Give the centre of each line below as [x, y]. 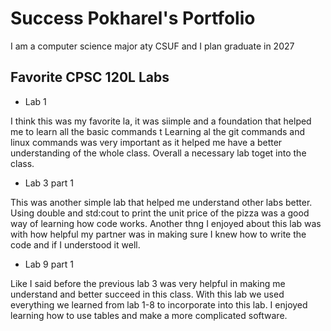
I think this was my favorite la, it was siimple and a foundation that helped [161, 121]
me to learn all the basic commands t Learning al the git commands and [158, 131]
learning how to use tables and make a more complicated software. [149, 315]
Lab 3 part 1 [49, 183]
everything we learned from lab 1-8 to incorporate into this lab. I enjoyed [159, 304]
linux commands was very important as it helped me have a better [146, 142]
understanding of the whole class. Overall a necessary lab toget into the [158, 153]
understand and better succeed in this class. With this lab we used [147, 294]
